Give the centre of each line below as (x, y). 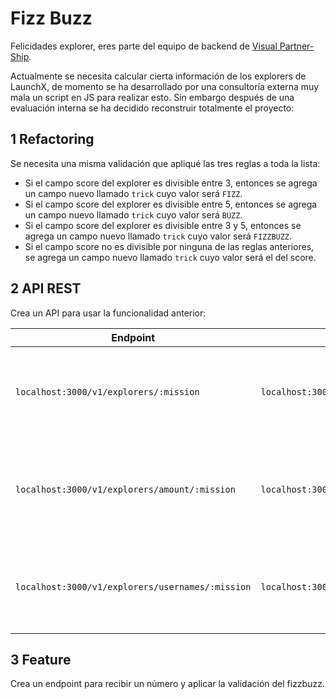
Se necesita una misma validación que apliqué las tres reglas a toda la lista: (165, 163)
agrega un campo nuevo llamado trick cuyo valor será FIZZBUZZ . (158, 236)
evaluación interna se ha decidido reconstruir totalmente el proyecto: (152, 108)
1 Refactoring (52, 139)
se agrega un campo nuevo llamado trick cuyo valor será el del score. (170, 257)
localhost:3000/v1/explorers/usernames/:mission (133, 586)
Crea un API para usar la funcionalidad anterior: (108, 313)
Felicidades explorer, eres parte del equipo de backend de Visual (144, 46)
